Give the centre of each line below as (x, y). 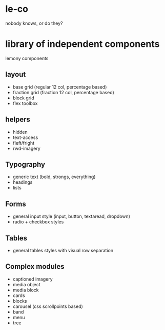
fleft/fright (24, 143)
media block (26, 290)
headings (23, 182)
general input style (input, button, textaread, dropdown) (71, 216)
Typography (25, 164)
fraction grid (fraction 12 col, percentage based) (63, 92)
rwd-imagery (27, 148)
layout (16, 74)
